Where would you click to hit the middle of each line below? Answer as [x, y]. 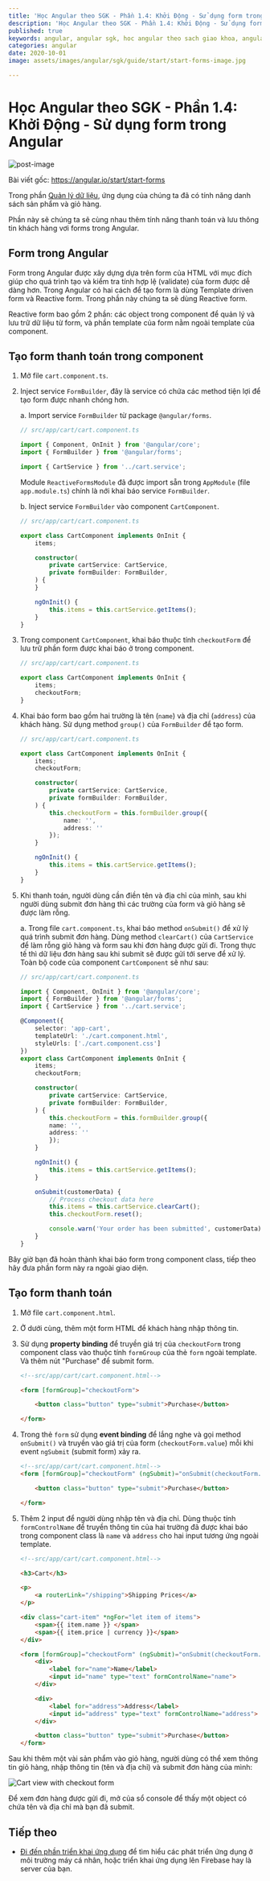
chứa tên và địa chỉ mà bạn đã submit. [72, 1807]
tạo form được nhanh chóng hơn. [74, 400]
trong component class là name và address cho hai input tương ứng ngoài [139, 1536]
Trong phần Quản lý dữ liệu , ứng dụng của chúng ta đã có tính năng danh [130, 195]
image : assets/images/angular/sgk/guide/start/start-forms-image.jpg [127, 61]
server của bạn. [46, 1868]
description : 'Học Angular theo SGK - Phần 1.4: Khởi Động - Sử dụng [127, 23]
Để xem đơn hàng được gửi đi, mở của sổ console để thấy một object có [128, 1798]
